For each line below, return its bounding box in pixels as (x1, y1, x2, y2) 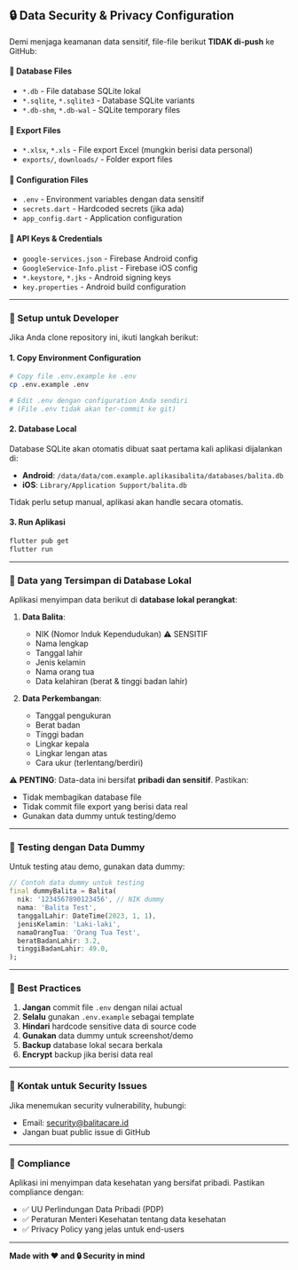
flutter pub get (9, 537, 69, 546)
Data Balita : (21, 611, 67, 622)
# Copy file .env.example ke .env (9, 372, 137, 381)
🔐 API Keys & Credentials (9, 233, 103, 244)
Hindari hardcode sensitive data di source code (21, 1021, 197, 1032)
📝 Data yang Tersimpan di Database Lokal (9, 574, 192, 587)
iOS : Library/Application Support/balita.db (21, 479, 188, 490)
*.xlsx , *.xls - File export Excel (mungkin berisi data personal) (21, 145, 254, 155)
